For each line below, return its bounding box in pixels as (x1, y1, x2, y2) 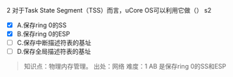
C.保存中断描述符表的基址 (16, 38, 92, 47)
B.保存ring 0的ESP (16, 30, 70, 38)
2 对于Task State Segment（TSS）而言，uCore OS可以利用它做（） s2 (6, 6, 212, 14)
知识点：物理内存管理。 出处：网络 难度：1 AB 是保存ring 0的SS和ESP (23, 62, 227, 71)
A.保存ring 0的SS (16, 21, 67, 29)
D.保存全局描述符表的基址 (16, 48, 92, 56)
